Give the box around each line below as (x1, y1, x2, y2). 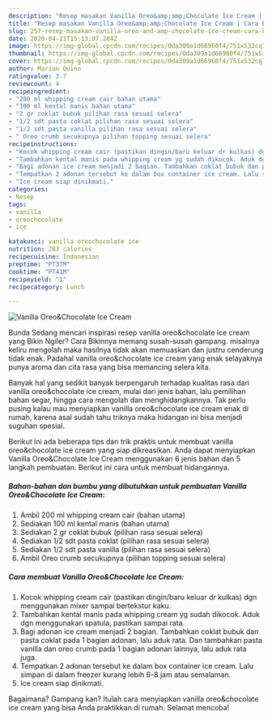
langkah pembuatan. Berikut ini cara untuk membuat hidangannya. (8, 463, 230, 473)
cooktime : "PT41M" (8, 268, 70, 276)
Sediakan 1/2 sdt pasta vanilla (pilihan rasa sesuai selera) (19, 545, 211, 555)
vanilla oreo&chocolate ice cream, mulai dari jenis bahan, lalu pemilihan (8, 387, 246, 396)
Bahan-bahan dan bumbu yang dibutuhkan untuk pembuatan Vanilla (8, 481, 247, 491)
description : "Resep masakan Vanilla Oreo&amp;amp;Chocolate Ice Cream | (8, 11, 263, 20)
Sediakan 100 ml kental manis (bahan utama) (19, 519, 170, 529)
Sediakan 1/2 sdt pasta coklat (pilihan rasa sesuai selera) (19, 536, 210, 546)
